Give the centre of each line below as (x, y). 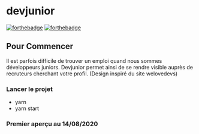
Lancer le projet (29, 89)
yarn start (27, 108)
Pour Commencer (40, 46)
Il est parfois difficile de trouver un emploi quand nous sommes (84, 60)
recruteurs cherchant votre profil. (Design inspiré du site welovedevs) (92, 74)
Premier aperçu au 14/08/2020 (52, 124)
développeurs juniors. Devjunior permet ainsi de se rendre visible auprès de (100, 67)
